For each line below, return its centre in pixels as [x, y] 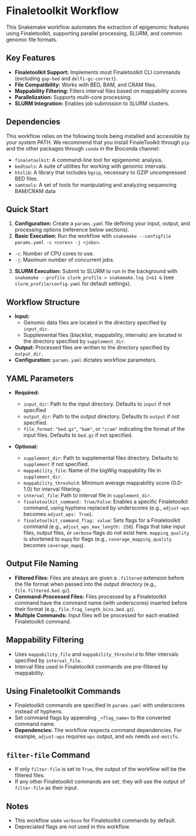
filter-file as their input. [46, 788]
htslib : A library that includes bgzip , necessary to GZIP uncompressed [100, 172]
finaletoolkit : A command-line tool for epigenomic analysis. [89, 160]
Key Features [31, 58]
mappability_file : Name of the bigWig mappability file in [92, 470]
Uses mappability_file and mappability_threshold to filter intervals [97, 654]
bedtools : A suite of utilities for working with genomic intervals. [91, 166]
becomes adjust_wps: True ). [58, 514]
